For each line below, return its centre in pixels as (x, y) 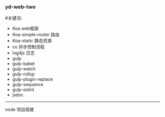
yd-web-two (20, 7)
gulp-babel (23, 64)
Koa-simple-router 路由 (36, 35)
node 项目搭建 (20, 110)
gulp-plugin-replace (32, 79)
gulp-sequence (28, 85)
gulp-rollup (24, 74)
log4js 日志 (23, 53)
